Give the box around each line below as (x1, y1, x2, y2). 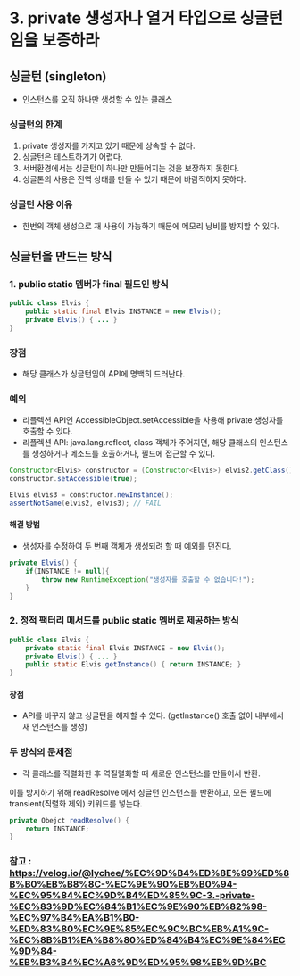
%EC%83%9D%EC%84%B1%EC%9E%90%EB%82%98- (9, 900, 268, 913)
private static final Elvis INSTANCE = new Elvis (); (25, 643, 226, 652)
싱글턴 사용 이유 (9, 198, 73, 211)
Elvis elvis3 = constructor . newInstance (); (9, 491, 174, 500)
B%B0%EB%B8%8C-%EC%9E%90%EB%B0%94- (9, 878, 237, 890)
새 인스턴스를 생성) (21, 722, 87, 732)
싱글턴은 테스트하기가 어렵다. (21, 152, 123, 162)
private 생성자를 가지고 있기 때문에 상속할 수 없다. (21, 140, 196, 152)
